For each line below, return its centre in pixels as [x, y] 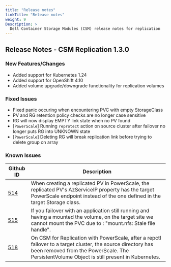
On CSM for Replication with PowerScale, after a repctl [96, 238]
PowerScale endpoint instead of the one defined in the [96, 196]
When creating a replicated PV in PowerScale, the [90, 183]
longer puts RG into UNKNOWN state [51, 131]
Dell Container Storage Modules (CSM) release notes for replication [85, 29]
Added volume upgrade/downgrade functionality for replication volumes [88, 86]
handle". [41, 230]
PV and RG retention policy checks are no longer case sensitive [79, 115]
